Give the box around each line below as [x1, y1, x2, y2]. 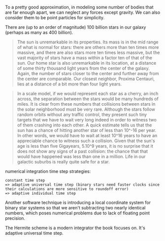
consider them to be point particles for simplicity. [5, 15, 105, 20]
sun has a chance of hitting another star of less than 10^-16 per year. [17, 127, 157, 133]
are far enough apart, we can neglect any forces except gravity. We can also [5, 9, 161, 15]
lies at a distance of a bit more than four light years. [17, 81, 122, 87]
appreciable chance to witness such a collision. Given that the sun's [17, 138, 155, 144]
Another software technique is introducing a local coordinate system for [5, 200, 151, 205]
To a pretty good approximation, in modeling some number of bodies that [5, 4, 154, 10]
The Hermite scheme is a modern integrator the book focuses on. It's [5, 225, 145, 231]
